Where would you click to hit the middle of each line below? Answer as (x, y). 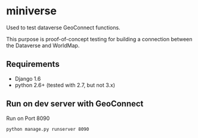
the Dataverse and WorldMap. (43, 45)
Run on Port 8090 (28, 118)
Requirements (33, 64)
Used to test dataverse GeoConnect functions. (63, 27)
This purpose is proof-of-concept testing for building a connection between (99, 39)
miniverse (31, 11)
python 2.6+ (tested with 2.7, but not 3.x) (65, 85)
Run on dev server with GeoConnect (75, 104)
